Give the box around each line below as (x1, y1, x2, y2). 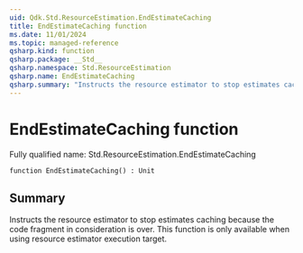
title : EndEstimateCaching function (9, 22, 147, 31)
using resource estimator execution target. (9, 233, 168, 244)
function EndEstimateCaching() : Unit (9, 166, 155, 176)
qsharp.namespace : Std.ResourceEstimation (9, 64, 171, 73)
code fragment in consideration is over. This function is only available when (9, 224, 290, 235)
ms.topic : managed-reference (9, 38, 119, 48)
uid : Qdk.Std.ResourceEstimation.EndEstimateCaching (9, 13, 212, 23)
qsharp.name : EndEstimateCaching (9, 72, 135, 81)
